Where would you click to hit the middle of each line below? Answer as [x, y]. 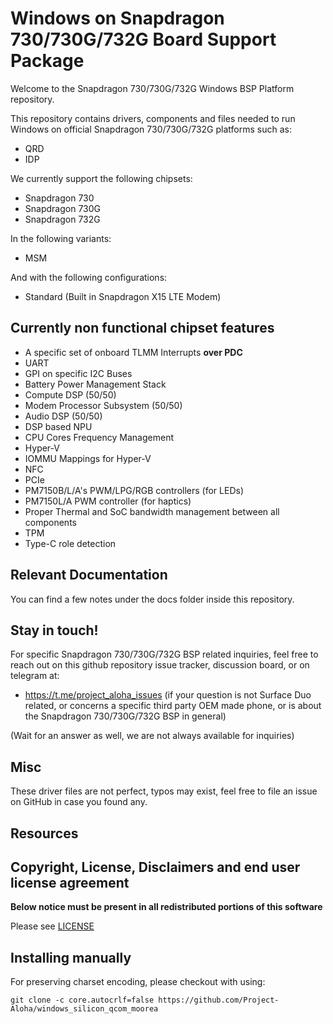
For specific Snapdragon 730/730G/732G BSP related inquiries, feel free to [164, 654]
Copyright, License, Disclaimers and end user [155, 867]
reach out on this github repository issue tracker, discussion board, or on [160, 665]
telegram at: [35, 676]
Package [47, 61]
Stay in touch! [54, 630]
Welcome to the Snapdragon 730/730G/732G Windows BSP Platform [152, 88]
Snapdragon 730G [62, 208]
